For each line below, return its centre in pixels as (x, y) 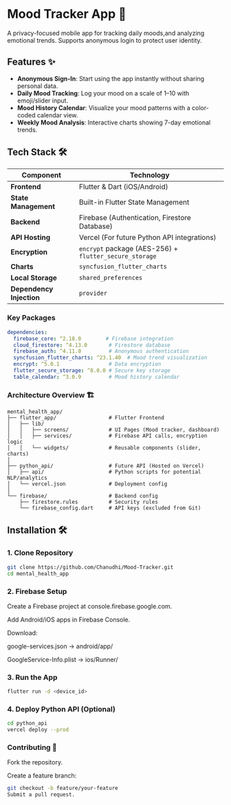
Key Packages (32, 318)
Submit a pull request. (41, 795)
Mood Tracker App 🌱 (67, 14)
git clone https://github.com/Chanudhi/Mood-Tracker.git (90, 567)
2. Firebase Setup (37, 591)
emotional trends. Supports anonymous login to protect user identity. (104, 40)
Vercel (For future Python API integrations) (147, 237)
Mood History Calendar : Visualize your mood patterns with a (103, 108)
